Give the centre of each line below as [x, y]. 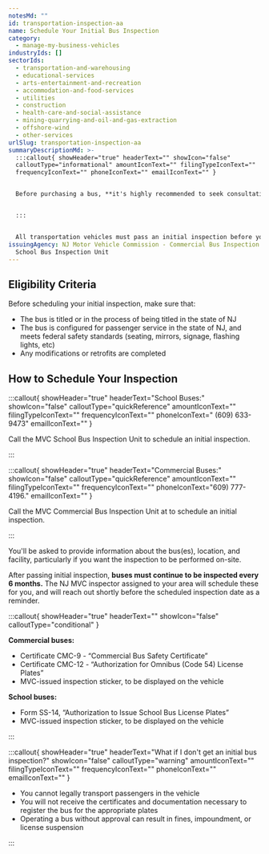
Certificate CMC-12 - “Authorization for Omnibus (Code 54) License [132, 664]
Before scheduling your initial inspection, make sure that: [102, 304]
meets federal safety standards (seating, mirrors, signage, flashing [130, 336]
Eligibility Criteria [52, 285]
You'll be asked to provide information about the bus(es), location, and [124, 551]
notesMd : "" [28, 16]
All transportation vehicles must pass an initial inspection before [134, 237]
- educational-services [55, 75]
